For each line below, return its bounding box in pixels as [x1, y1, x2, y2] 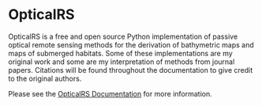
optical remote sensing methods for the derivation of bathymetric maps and [8, 40, 254, 49]
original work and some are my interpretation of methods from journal [8, 57, 235, 66]
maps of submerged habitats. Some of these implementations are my [8, 48, 233, 58]
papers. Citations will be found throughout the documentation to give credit [8, 65, 253, 74]
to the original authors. [8, 74, 82, 83]
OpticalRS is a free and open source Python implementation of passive [8, 32, 238, 41]
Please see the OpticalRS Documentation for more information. [8, 89, 213, 98]
